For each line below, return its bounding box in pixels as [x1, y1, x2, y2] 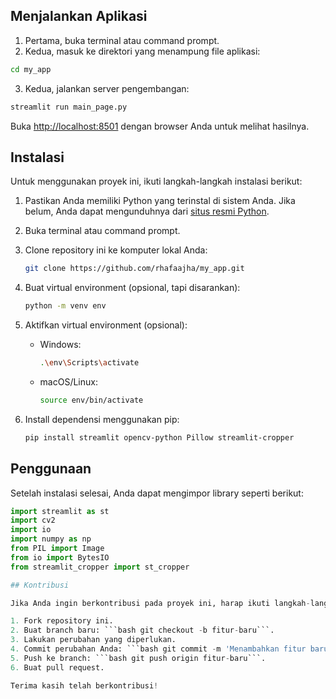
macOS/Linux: [39, 376, 98, 388]
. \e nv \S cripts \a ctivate [39, 358, 140, 368]
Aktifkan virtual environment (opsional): [24, 319, 188, 331]
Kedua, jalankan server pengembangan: [24, 82, 190, 94]
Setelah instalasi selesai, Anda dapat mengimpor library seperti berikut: [10, 487, 304, 499]
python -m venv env [24, 301, 107, 311]
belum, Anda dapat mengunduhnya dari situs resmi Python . [24, 205, 270, 218]
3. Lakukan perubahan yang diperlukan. [10, 635, 177, 645]
